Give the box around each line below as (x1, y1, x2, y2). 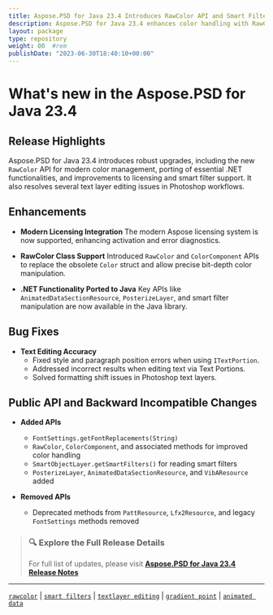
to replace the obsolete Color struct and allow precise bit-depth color (19, 259, 252, 269)
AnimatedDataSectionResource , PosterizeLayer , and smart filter (19, 292, 229, 302)
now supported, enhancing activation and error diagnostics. (19, 235, 221, 245)
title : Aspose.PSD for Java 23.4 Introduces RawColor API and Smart (8, 11, 245, 20)
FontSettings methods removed (32, 517, 140, 526)
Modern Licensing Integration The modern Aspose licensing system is (19, 227, 258, 236)
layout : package (8, 27, 63, 35)
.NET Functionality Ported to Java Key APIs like (19, 284, 181, 293)
